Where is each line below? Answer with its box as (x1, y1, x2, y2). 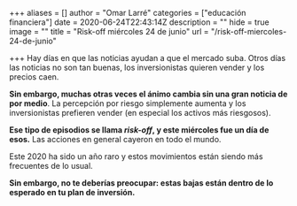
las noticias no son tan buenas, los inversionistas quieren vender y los (9, 62, 265, 72)
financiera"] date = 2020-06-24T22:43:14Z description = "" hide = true (9, 17, 270, 27)
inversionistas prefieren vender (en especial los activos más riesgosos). (9, 108, 271, 118)
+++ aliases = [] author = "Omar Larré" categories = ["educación (9, 8, 246, 18)
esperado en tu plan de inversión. (9, 187, 136, 197)
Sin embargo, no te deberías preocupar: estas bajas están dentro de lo (9, 178, 274, 188)
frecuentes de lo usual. (9, 161, 93, 171)
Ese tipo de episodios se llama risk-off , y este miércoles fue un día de (9, 125, 270, 135)
